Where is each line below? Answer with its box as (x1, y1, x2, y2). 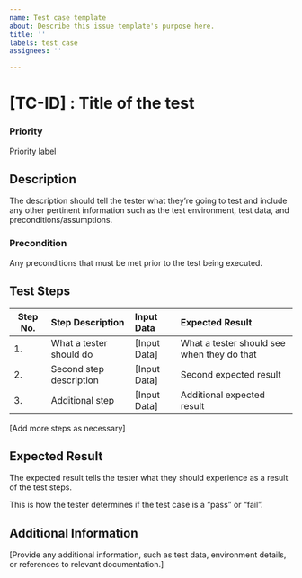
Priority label (9, 146, 57, 156)
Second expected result (180, 368, 281, 380)
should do (50, 348, 93, 360)
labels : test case (9, 38, 78, 48)
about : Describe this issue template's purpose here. (9, 22, 216, 31)
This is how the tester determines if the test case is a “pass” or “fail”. (9, 500, 263, 511)
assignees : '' (9, 47, 63, 56)
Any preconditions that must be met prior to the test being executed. (9, 257, 263, 268)
